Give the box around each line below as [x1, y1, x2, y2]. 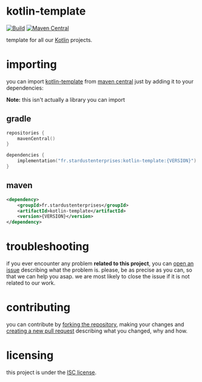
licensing [6, 348, 54, 363]
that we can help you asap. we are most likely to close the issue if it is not [6, 273, 190, 280]
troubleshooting [6, 239, 89, 253]
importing [6, 58, 57, 71]
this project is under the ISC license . [6, 369, 97, 376]
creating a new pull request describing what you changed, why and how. [6, 327, 188, 334]
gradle [6, 114, 32, 124]
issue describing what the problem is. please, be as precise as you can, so [6, 266, 192, 274]
